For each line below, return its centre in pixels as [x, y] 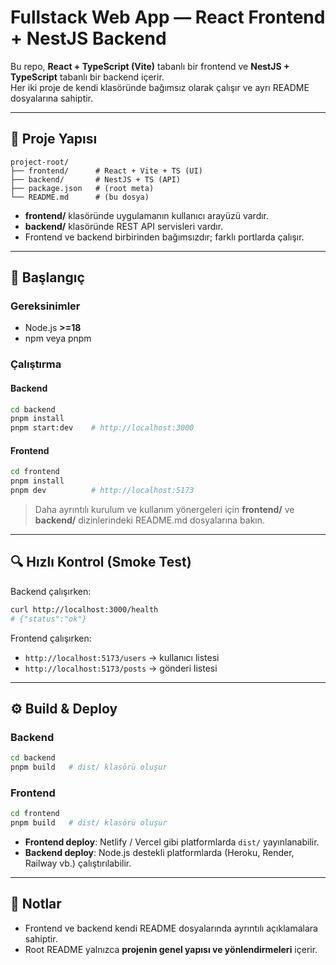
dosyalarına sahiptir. [52, 98]
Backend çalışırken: [51, 591]
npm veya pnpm [58, 338]
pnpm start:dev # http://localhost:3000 [102, 428]
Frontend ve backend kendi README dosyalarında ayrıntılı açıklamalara [171, 928]
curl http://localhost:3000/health [84, 609]
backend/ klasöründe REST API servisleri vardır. [124, 226]
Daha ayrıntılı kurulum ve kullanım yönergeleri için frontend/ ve [164, 510]
